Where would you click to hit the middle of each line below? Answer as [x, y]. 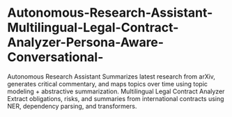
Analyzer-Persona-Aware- [86, 42]
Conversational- [55, 57]
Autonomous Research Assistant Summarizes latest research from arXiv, [111, 76]
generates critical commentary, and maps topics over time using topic [107, 84]
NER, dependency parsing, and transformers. [72, 106]
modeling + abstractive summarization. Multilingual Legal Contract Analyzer [116, 91]
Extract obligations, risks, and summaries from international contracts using [116, 98]
